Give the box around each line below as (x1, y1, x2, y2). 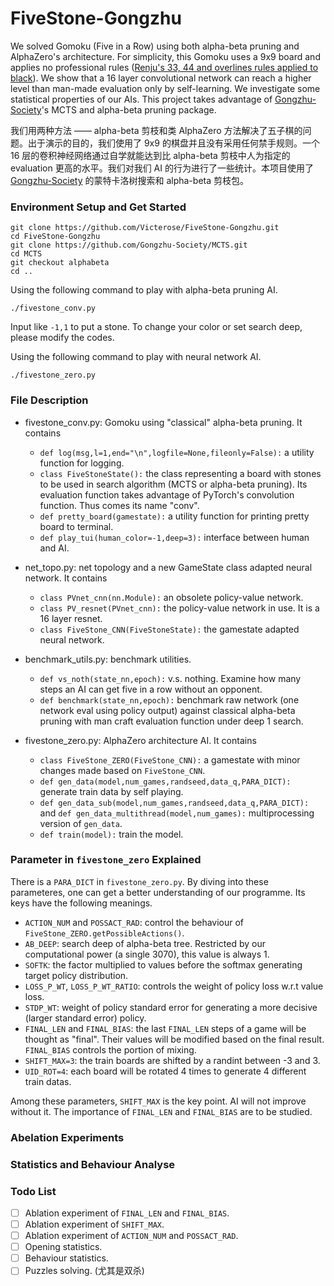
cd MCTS (10, 249, 43, 259)
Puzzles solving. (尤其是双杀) (24, 1265, 145, 1277)
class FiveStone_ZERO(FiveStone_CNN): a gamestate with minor (39, 753, 301, 766)
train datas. (24, 1075, 72, 1087)
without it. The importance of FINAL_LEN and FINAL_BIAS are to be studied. (10, 1105, 313, 1117)
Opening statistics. (24, 1241, 103, 1253)
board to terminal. (39, 520, 114, 532)
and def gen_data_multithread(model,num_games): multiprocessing (39, 807, 315, 819)
